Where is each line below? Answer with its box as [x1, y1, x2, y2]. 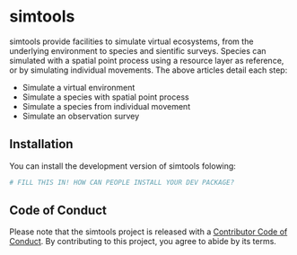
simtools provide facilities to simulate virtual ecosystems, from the [9, 36, 254, 47]
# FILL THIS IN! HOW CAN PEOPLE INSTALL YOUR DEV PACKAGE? [9, 178, 235, 187]
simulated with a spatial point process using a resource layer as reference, [9, 55, 284, 66]
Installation [9, 136, 74, 152]
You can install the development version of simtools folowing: [9, 160, 236, 171]
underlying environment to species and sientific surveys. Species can [9, 45, 266, 56]
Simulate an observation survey [22, 110, 140, 121]
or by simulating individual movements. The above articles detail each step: [9, 65, 288, 75]
